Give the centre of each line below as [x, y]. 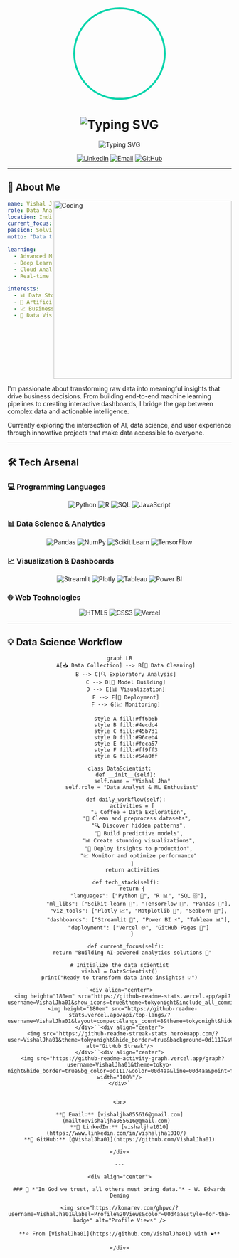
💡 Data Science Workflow [65, 642]
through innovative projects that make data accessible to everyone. [106, 433]
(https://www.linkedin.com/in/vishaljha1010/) [116, 1133]
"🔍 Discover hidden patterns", [139, 826]
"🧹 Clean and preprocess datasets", [137, 819]
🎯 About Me [34, 187]
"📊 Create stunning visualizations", [138, 841]
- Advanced [30, 256]
